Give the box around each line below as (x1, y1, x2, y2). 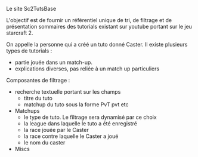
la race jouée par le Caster (23, 127, 89, 133)
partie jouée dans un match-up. (14, 59, 92, 66)
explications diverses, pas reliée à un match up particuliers (14, 65, 160, 72)
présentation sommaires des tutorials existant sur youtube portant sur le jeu (6, 23, 193, 30)
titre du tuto (23, 95, 52, 101)
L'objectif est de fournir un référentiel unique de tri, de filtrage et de (6, 17, 172, 23)
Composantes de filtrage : (6, 77, 70, 84)
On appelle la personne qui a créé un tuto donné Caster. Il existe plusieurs (6, 41, 188, 48)
